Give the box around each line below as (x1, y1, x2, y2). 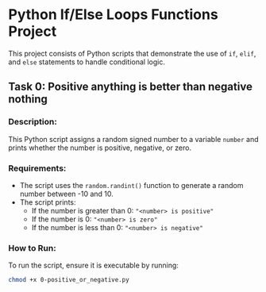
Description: (8, 117, 57, 128)
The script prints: (19, 197, 76, 207)
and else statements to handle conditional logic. (8, 57, 165, 67)
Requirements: (8, 163, 67, 174)
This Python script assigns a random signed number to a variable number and (8, 134, 260, 144)
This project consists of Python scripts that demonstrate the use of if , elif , (8, 48, 256, 58)
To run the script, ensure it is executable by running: (8, 260, 179, 271)
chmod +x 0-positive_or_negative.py (8, 276, 129, 284)
